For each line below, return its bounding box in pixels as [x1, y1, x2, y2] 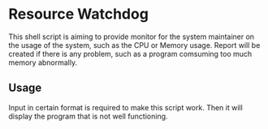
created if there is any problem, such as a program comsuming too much [8, 49, 253, 58]
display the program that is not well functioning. [8, 111, 168, 121]
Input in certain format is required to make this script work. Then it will [8, 102, 244, 112]
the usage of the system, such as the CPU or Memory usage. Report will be [8, 40, 261, 49]
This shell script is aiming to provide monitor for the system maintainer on [8, 32, 254, 41]
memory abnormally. [8, 58, 78, 67]
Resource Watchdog [8, 5, 149, 24]
